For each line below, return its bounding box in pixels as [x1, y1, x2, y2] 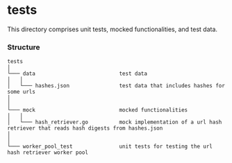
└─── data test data [7, 70, 148, 78]
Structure [7, 42, 40, 52]
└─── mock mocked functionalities [7, 107, 188, 114]
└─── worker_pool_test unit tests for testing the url [7, 143, 213, 151]
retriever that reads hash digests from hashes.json [7, 125, 163, 132]
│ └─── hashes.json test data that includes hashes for [7, 83, 226, 89]
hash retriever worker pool [7, 149, 89, 156]
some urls [7, 89, 36, 96]
